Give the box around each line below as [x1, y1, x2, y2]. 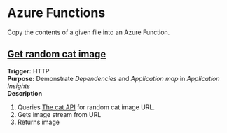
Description [7, 89, 43, 97]
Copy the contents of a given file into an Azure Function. [7, 28, 170, 36]
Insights [7, 82, 30, 90]
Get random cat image [7, 48, 106, 60]
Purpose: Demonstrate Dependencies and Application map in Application [7, 74, 220, 83]
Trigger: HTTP [7, 66, 50, 75]
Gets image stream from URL [17, 110, 102, 118]
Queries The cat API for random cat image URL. [17, 103, 156, 111]
